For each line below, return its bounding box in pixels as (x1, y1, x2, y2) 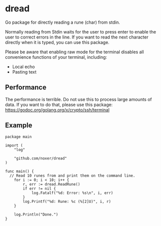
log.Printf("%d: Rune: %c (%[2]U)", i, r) (23, 199, 111, 204)
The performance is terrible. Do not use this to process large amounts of (5, 96, 152, 102)
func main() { (5, 169, 34, 174)
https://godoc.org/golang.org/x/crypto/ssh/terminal (5, 107, 110, 113)
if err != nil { (23, 186, 56, 191)
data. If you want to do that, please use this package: (5, 102, 113, 108)
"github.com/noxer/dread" (14, 156, 67, 161)
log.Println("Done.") (14, 212, 58, 217)
